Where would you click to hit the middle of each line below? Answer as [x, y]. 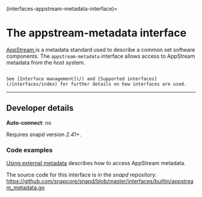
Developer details [40, 108]
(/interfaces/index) [32, 84]
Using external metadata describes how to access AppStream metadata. [96, 163]
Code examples [29, 150]
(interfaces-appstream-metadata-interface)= [62, 9]
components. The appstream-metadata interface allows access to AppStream [101, 56]
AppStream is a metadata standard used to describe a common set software [101, 49]
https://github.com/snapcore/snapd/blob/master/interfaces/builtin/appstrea [100, 181]
